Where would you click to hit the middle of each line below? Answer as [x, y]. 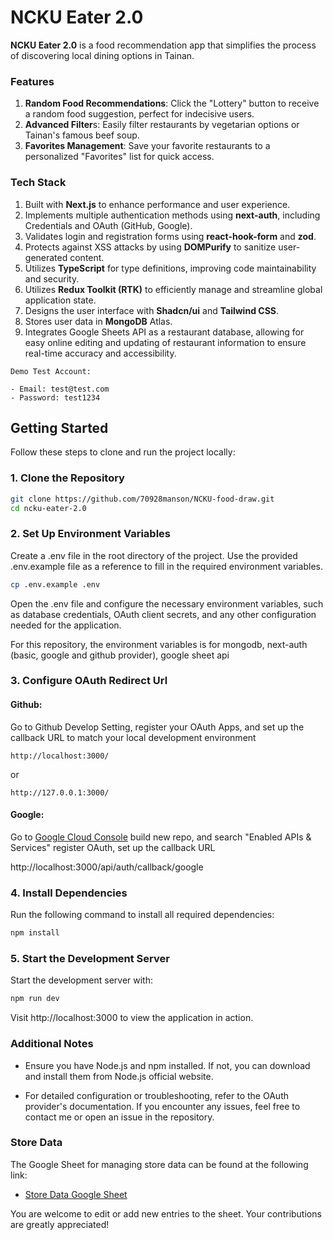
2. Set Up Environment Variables [90, 534]
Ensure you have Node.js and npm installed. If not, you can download [167, 1065]
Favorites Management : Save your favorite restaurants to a [147, 146]
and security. [52, 278]
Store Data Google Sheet [76, 1194]
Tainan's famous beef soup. [82, 135]
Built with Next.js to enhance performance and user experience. [157, 204]
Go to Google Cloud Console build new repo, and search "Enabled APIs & [161, 837]
